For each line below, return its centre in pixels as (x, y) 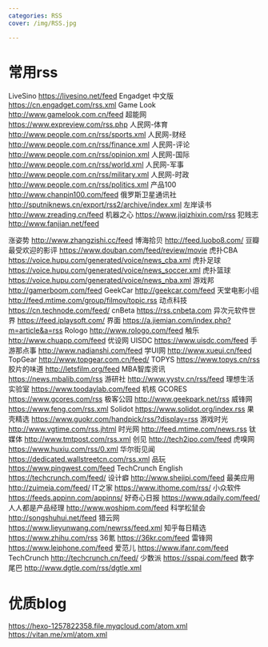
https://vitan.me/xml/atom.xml (58, 635)
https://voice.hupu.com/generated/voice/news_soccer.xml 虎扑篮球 (120, 270)
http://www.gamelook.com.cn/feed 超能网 (77, 115)
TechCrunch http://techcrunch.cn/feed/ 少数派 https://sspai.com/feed (123, 558)
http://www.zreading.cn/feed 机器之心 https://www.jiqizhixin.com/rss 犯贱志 (134, 215)
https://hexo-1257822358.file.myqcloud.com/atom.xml (98, 626)
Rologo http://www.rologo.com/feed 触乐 (132, 330)
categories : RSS (35, 16)
